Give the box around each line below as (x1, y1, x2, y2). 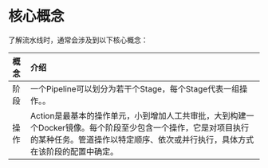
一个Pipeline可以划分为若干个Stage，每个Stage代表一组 (30, 83, 240, 94)
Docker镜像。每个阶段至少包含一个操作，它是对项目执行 (38, 122, 250, 133)
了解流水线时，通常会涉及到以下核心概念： (8, 35, 148, 45)
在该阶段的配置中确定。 (30, 146, 119, 157)
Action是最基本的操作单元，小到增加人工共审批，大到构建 (30, 110, 246, 121)
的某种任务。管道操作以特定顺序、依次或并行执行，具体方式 (30, 134, 254, 145)
